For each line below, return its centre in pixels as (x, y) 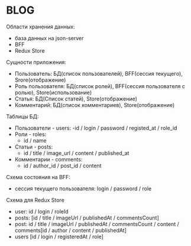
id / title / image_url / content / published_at (76, 153)
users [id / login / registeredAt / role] (59, 237)
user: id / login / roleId (42, 211)
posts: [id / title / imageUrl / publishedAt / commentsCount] (87, 218)
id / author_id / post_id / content (62, 166)
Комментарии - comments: (48, 159)
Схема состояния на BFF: (38, 177)
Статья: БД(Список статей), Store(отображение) (76, 99)
